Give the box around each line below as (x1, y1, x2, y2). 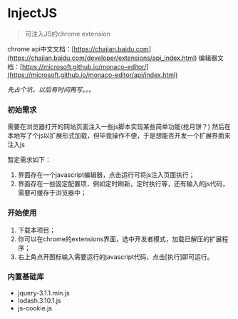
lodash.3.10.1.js (17, 296, 61, 305)
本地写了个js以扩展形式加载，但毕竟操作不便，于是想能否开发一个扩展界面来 (7, 131, 231, 140)
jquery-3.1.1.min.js (17, 288, 70, 297)
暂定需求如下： (7, 156, 51, 164)
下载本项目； (17, 226, 56, 234)
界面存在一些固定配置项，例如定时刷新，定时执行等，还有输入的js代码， (17, 180, 229, 188)
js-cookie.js (17, 303, 52, 312)
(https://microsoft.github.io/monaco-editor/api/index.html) (7, 70, 178, 79)
